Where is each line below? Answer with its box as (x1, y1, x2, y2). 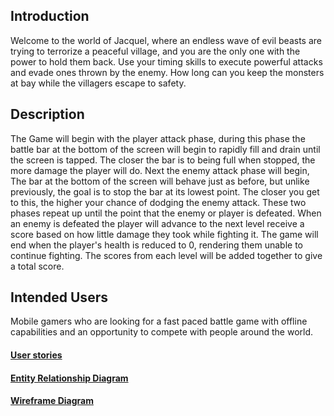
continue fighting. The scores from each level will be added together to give (10, 249, 323, 261)
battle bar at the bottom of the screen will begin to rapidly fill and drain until (10, 143, 321, 155)
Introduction (10, 8, 90, 25)
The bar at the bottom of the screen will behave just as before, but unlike (10, 175, 310, 187)
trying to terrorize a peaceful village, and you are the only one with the (10, 45, 301, 57)
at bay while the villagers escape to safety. (10, 77, 187, 89)
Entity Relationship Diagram (10, 372, 129, 384)
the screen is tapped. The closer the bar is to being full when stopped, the (10, 154, 316, 166)
